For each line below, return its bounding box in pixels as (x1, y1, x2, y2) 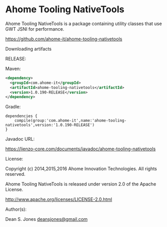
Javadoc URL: (5, 136, 35, 142)
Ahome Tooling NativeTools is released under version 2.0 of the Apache (5, 181, 157, 187)
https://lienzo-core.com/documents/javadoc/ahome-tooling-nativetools (5, 146, 156, 152)
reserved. (5, 171, 26, 177)
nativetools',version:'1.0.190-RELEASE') (5, 123, 95, 128)
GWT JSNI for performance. (5, 26, 65, 32)
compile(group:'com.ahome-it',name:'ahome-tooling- (14, 118, 127, 123)
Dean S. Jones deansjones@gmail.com (5, 216, 88, 222)
